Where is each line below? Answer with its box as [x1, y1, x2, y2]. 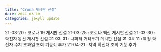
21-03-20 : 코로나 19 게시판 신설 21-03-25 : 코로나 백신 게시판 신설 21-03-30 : [5, 30, 156, 36]
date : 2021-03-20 [5, 12, 40, 16]
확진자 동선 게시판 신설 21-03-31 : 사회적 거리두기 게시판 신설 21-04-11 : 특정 [5, 36, 151, 41]
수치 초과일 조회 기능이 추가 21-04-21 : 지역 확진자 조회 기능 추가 [14, 42, 137, 48]
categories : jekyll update [5, 16, 60, 21]
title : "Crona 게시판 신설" [5, 7, 57, 12]
